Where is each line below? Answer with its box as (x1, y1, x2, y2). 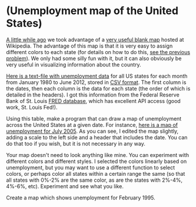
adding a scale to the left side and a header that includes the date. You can (6, 133, 188, 141)
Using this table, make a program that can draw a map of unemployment (6, 115, 182, 122)
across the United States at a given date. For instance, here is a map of (6, 121, 178, 128)
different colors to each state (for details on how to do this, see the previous (6, 48, 190, 55)
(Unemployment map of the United (6, 4, 178, 18)
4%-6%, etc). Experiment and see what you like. (6, 182, 124, 189)
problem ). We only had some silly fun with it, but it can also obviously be (6, 55, 182, 62)
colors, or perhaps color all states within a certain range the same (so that (6, 170, 185, 177)
